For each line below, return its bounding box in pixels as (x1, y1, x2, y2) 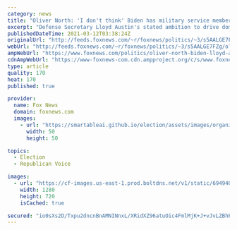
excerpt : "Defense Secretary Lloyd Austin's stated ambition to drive (7, 23, 219, 30)
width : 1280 (20, 186, 55, 193)
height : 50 (25, 135, 59, 142)
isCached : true (20, 199, 65, 207)
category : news (7, 10, 52, 18)
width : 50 (25, 128, 55, 135)
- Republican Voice (13, 160, 71, 168)
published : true (7, 83, 55, 90)
